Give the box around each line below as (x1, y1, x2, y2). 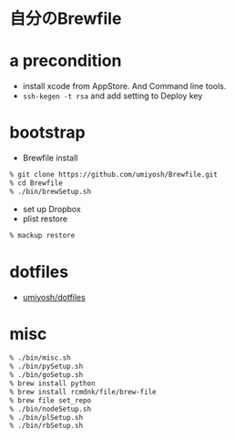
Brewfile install (22, 152, 78, 164)
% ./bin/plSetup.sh (9, 413, 84, 422)
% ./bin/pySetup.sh (9, 362, 84, 372)
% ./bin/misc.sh (9, 353, 71, 362)
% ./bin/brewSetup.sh (9, 187, 92, 196)
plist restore (22, 213, 68, 224)
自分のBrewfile (9, 8, 122, 29)
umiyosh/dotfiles (22, 291, 87, 302)
